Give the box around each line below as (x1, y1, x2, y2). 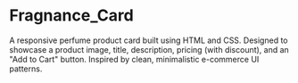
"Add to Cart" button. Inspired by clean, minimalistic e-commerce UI (9, 54, 260, 64)
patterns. (9, 63, 43, 74)
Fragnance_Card (9, 5, 134, 26)
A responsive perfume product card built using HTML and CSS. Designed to (9, 35, 288, 46)
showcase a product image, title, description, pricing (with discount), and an (9, 44, 290, 54)
